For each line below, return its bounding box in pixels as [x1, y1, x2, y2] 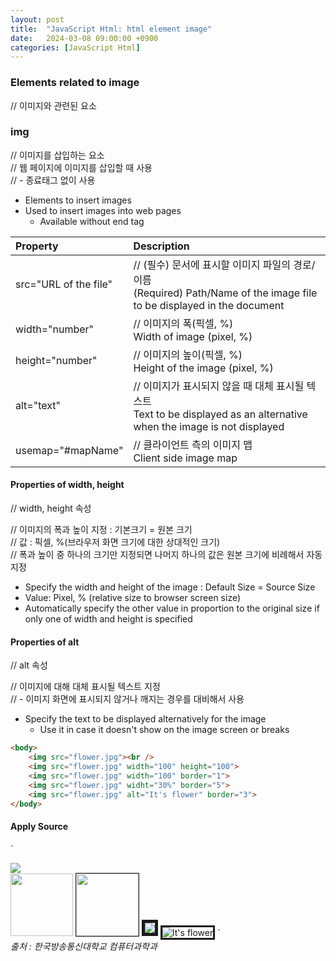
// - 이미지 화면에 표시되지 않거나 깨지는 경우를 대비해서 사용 [10, 693, 245, 705]
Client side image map [133, 451, 238, 465]
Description [133, 239, 190, 253]
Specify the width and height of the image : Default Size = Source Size [24, 581, 316, 593]
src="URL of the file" [15, 277, 113, 291]
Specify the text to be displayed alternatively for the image [24, 713, 267, 725]
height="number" [15, 353, 98, 367]
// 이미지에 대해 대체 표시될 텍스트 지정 [10, 681, 161, 693]
